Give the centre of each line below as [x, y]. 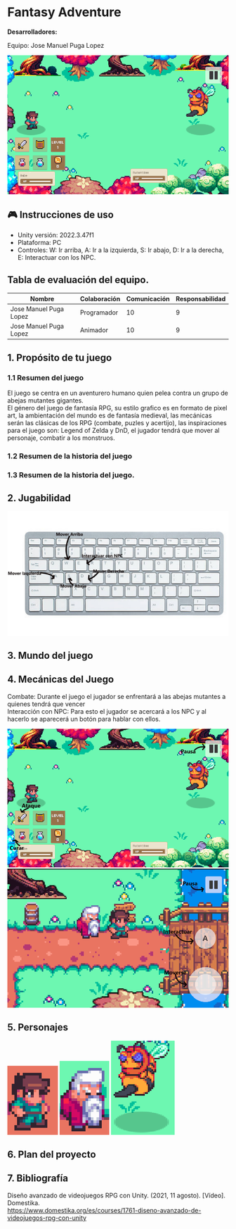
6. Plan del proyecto [52, 1155]
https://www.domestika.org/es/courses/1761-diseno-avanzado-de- [104, 1210]
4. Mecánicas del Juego [61, 680]
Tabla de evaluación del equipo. [78, 280]
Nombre [42, 298]
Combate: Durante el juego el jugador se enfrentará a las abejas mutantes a [117, 696]
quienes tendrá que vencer [46, 704]
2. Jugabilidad [39, 498]
